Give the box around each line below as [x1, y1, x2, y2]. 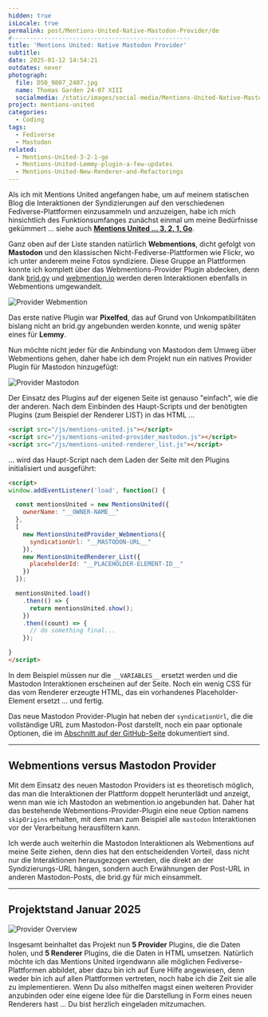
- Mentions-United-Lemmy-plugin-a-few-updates [15, 161, 173, 169]
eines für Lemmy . [8, 329, 67, 339]
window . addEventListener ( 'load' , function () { [8, 486, 166, 494]
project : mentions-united [8, 101, 94, 109]
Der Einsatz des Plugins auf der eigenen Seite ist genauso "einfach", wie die [8, 393, 258, 402]
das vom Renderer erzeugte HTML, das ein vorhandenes [8, 687, 195, 696]
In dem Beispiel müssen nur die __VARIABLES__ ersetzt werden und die [8, 670, 238, 680]
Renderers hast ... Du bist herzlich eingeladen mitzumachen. [8, 999, 207, 1008]
